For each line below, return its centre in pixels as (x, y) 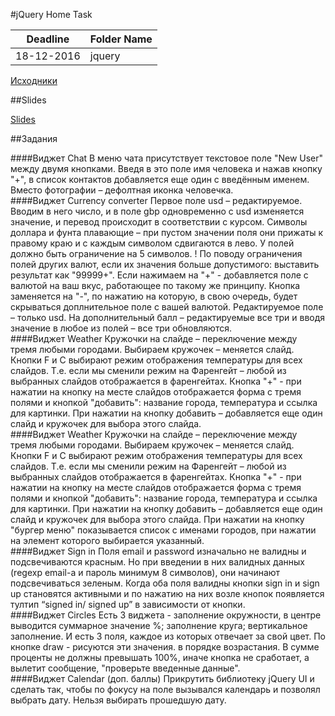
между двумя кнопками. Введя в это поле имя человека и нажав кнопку (166, 168)
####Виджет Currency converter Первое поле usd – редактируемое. (156, 200)
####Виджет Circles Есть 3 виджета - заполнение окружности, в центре (166, 615)
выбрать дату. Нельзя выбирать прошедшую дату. (118, 700)
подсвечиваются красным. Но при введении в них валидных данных (157, 562)
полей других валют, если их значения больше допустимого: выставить (165, 264)
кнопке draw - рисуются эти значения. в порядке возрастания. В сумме (165, 647)
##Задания (34, 138)
